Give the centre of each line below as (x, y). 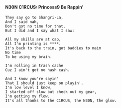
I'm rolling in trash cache (34, 66)
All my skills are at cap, (33, 39)
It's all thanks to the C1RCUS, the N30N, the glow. (61, 101)
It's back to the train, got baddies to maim (53, 48)
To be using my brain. (29, 57)
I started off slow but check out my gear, (51, 92)
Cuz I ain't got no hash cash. (38, 70)
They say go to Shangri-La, (34, 17)
